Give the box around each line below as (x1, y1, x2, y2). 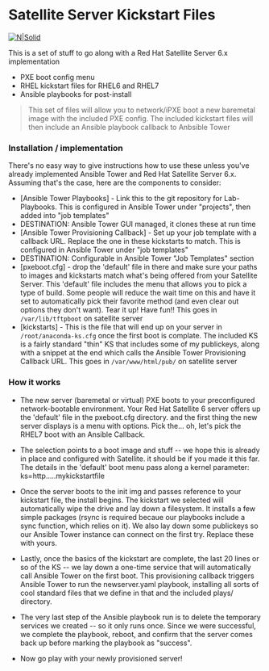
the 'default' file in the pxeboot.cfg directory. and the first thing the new (19, 412, 258, 421)
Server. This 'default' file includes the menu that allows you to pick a (19, 279, 247, 289)
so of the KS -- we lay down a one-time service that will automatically (19, 562, 251, 572)
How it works (8, 377, 61, 388)
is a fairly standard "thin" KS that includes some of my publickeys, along (19, 339, 260, 349)
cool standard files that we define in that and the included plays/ (19, 588, 234, 598)
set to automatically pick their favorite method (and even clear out (19, 296, 239, 306)
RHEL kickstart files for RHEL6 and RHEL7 (19, 81, 159, 90)
